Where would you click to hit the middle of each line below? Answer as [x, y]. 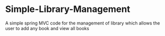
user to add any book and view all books [47, 28]
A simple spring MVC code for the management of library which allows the [83, 23]
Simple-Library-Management [68, 9]
